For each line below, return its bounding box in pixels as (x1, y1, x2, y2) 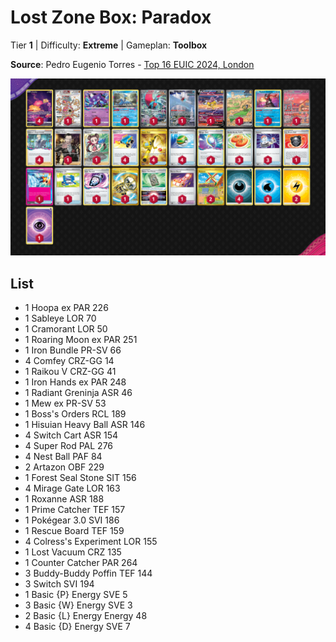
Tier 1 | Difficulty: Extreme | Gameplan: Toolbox (10, 39, 208, 51)
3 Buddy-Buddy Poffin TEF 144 (24, 567, 153, 580)
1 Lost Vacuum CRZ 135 (24, 546, 122, 558)
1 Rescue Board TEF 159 (24, 525, 125, 537)
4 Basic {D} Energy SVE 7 (24, 621, 131, 633)
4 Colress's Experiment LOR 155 (24, 536, 158, 548)
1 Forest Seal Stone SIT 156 (24, 472, 137, 484)
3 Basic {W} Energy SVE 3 (24, 599, 133, 611)
